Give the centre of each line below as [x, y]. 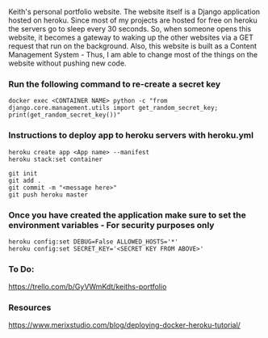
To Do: [21, 268]
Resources [30, 308]
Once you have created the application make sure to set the [127, 215]
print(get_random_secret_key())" [65, 115]
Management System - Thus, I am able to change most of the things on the [133, 55]
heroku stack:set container [56, 159]
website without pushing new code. [67, 63]
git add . [25, 180]
